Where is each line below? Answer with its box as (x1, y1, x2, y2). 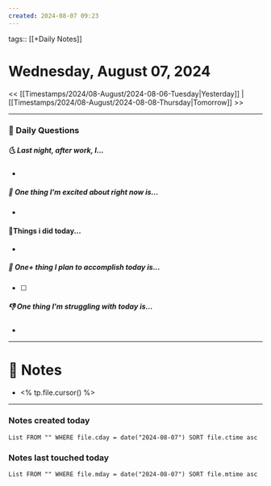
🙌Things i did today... (8, 226, 81, 236)
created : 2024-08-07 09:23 (8, 11, 99, 20)
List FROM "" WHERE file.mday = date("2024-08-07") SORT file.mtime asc (8, 471, 258, 479)
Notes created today (8, 415, 90, 426)
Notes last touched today (8, 452, 110, 463)
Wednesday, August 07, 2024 (8, 62, 211, 81)
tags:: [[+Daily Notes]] (8, 34, 82, 44)
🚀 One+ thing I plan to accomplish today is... (8, 263, 161, 272)
